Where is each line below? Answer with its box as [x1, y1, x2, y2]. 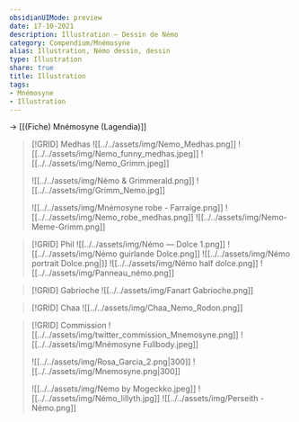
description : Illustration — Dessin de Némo [9, 30, 179, 39]
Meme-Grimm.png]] [31, 221, 106, 232]
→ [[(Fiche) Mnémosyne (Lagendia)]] [9, 121, 147, 132]
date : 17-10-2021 [9, 22, 75, 31]
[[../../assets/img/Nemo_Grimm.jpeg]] [31, 158, 170, 169]
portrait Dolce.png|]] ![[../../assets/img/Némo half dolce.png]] [31, 258, 259, 269]
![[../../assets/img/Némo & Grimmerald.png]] [31, 175, 195, 186]
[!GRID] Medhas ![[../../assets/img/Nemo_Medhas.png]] [31, 139, 236, 149]
